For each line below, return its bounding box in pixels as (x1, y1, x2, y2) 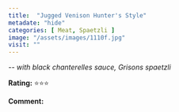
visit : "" (8, 41, 41, 49)
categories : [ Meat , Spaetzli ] (8, 26, 115, 34)
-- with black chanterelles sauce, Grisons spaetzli (8, 62, 172, 72)
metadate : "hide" (8, 19, 66, 27)
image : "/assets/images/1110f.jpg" (8, 33, 126, 42)
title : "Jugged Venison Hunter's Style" (8, 11, 147, 20)
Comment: (8, 96, 44, 106)
